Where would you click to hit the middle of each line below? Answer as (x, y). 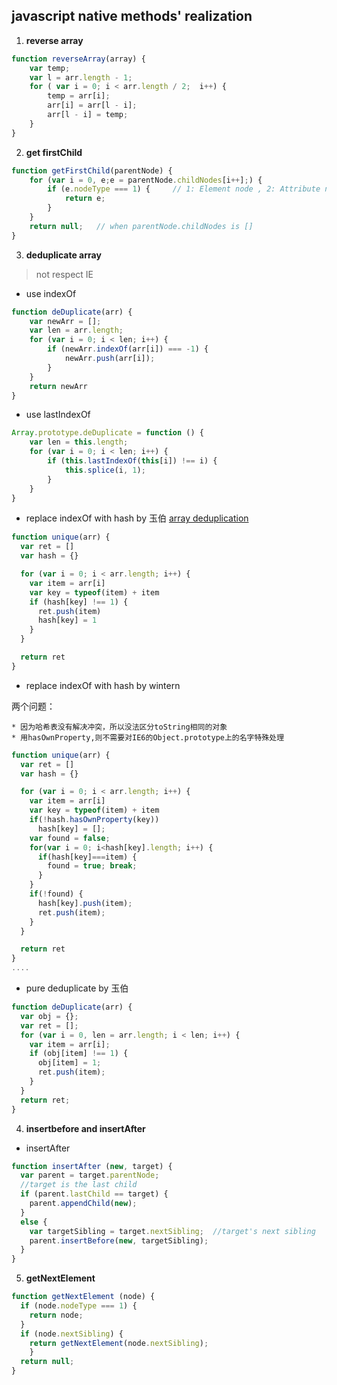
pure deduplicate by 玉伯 (77, 988)
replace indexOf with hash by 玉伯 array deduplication (137, 518)
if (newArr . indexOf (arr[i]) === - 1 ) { (128, 349)
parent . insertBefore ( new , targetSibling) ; (119, 1240)
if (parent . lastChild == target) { (94, 1194)
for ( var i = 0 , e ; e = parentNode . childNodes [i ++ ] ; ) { (146, 180)
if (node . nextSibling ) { (72, 1334)
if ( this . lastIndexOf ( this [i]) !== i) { (132, 461)
